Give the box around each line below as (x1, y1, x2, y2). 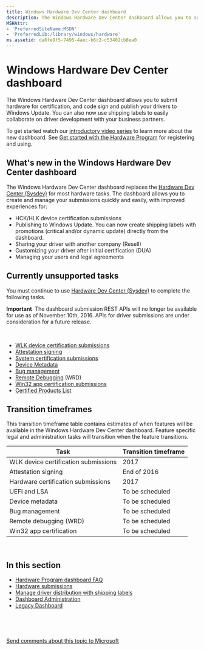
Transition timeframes (6, 404, 92, 415)
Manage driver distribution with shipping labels (15, 589, 133, 597)
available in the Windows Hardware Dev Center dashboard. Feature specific (6, 427, 196, 434)
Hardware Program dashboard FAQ (15, 576, 103, 583)
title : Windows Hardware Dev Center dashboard (6, 8, 126, 15)
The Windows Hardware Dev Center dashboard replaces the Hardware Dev (6, 183, 195, 191)
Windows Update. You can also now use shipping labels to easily (6, 109, 169, 116)
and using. (6, 140, 33, 147)
